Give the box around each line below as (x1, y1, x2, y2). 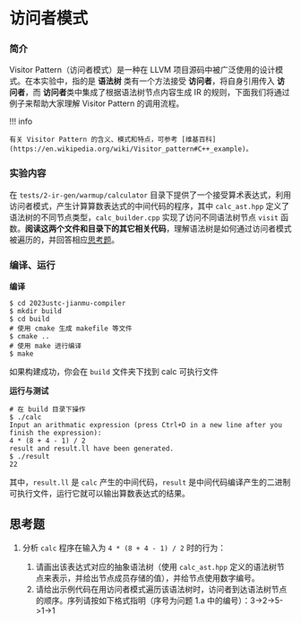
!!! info (9, 116, 33, 127)
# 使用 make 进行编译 (9, 342, 82, 351)
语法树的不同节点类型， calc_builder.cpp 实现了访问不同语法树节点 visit (9, 212, 279, 223)
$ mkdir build (9, 307, 63, 316)
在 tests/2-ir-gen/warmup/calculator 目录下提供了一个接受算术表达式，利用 (9, 189, 291, 200)
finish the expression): (9, 428, 102, 438)
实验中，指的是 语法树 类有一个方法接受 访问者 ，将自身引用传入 (39, 75, 275, 86)
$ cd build (9, 315, 50, 324)
